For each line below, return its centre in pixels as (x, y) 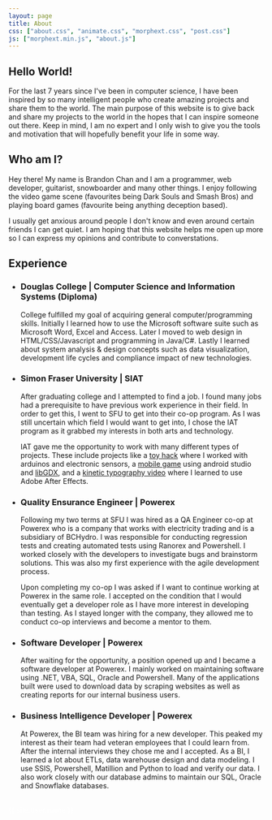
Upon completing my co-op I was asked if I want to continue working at (140, 587)
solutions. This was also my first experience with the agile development (140, 563)
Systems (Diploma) (58, 297)
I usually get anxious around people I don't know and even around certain (131, 221)
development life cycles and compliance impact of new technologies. (136, 357)
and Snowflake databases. (65, 785)
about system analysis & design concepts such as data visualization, (135, 349)
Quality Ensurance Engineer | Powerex (97, 502)
